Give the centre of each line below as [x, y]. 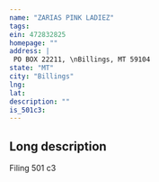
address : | [30, 51]
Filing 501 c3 [33, 168]
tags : [19, 26]
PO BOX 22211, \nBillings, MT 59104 [82, 59]
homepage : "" [34, 43]
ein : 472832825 [38, 34]
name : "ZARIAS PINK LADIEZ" [62, 18]
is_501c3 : [28, 110]
